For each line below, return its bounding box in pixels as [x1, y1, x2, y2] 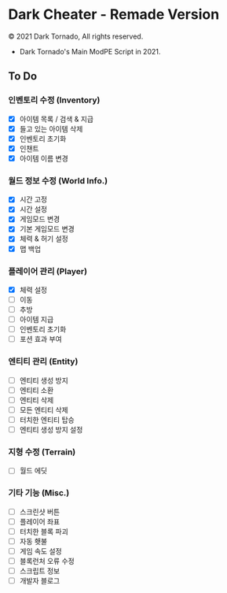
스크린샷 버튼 [19, 506, 60, 517]
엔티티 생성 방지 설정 [19, 424, 83, 434]
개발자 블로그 [19, 576, 60, 586]
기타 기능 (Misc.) [8, 487, 70, 498]
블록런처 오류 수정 [19, 556, 75, 565]
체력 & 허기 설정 [19, 234, 68, 243]
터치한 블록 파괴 [19, 526, 68, 536]
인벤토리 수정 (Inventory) [8, 95, 101, 106]
